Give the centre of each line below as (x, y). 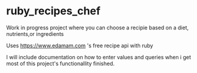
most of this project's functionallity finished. (60, 63)
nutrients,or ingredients (35, 34)
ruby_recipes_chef (53, 11)
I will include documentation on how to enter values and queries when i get (99, 57)
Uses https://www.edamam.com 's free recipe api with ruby (80, 45)
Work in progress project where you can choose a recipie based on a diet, (97, 28)
